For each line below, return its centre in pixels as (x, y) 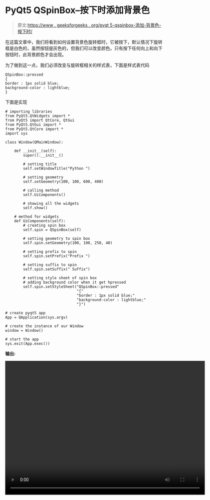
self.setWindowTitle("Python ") (57, 168)
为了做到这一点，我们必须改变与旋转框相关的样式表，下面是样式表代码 (77, 65)
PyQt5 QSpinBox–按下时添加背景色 (78, 10)
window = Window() (24, 330)
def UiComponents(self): (40, 221)
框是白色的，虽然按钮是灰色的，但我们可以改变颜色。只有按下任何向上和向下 (84, 48)
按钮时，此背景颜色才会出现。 (36, 54)
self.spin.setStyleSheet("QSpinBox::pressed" (71, 287)
